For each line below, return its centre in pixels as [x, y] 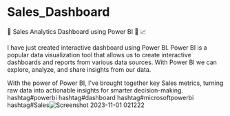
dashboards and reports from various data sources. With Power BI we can [112, 62]
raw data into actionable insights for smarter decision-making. [95, 90]
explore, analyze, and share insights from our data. [79, 69]
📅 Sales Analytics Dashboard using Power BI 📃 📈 [77, 31]
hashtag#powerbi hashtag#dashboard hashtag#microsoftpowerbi [101, 97]
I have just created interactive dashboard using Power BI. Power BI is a [107, 47]
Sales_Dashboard [59, 12]
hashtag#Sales [28, 105]
